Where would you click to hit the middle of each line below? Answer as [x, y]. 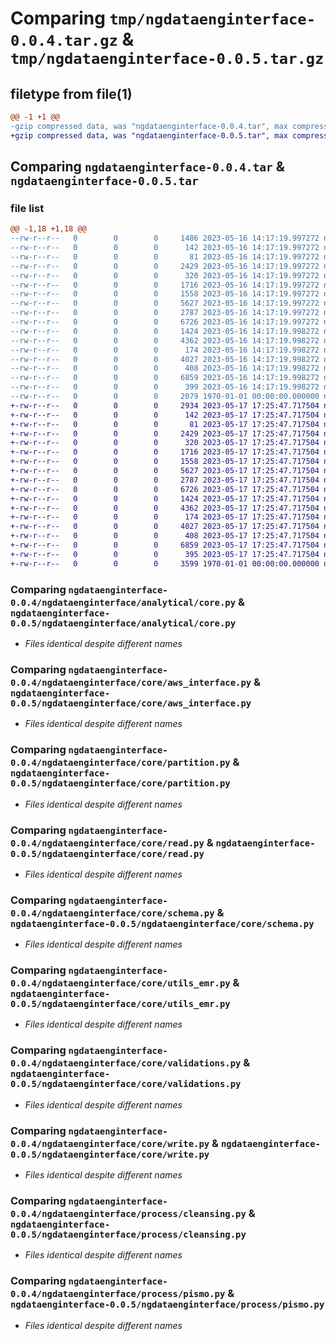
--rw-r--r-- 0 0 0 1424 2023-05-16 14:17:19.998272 [165, 331]
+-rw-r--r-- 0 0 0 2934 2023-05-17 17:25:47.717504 [165, 405]
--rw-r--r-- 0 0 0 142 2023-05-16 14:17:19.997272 [165, 248]
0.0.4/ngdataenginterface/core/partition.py [120, 763]
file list [27, 208]
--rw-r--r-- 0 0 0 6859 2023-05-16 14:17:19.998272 [165, 378]
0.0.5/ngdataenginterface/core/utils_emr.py [120, 1004]
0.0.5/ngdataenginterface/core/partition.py [120, 783]
